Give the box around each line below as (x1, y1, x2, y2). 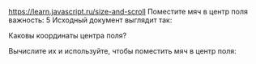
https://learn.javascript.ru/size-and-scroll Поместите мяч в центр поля (8, 7, 249, 16)
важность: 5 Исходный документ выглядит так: (8, 15, 173, 25)
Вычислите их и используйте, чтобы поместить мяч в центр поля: (8, 46, 237, 55)
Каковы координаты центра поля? (8, 31, 127, 40)
